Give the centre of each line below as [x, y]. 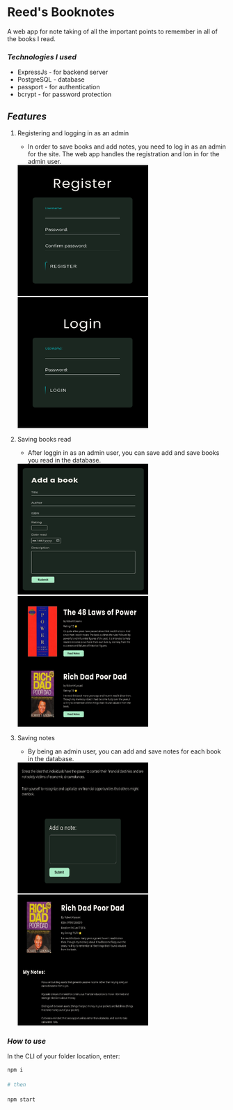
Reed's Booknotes [61, 12]
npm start [22, 1100]
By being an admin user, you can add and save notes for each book [124, 751]
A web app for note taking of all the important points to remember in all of [112, 31]
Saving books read [44, 440]
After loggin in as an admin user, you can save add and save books [123, 453]
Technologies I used [42, 57]
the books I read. [31, 38]
